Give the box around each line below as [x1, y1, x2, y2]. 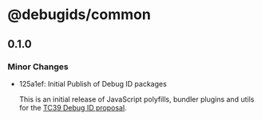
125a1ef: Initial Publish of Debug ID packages [18, 79, 167, 88]
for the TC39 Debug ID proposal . [18, 103, 127, 112]
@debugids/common [7, 6, 151, 24]
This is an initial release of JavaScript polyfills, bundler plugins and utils [18, 94, 255, 104]
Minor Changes [7, 61, 69, 72]
